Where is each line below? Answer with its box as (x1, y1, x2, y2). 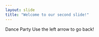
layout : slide (5, 7, 35, 13)
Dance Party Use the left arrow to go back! (5, 26, 94, 32)
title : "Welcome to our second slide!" (5, 12, 89, 17)
